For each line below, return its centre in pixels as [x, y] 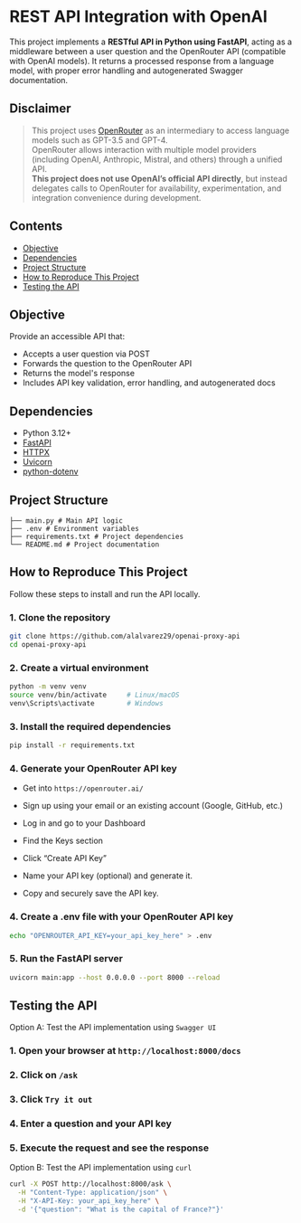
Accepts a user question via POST [86, 354]
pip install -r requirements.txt [72, 745]
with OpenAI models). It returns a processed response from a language [141, 61]
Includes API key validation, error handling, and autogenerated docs [149, 383]
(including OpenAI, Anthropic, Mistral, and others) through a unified [157, 159]
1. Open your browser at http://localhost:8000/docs [125, 1051]
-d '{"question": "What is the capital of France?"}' [121, 1209]
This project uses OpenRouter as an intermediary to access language [160, 130]
